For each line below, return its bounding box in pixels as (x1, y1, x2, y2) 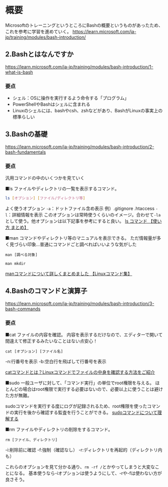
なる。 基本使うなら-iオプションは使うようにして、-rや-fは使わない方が (14, 470, 162, 476)
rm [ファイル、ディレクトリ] (5, 438, 58, 443)
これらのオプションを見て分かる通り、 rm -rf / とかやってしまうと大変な (5, 464, 155, 470)
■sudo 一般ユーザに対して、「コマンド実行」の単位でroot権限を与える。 (5, 380, 154, 386)
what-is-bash (5, 69, 33, 75)
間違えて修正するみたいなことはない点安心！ (5, 338, 98, 344)
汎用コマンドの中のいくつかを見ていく (5, 175, 85, 181)
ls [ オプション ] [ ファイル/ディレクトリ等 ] (5, 196, 86, 201)
